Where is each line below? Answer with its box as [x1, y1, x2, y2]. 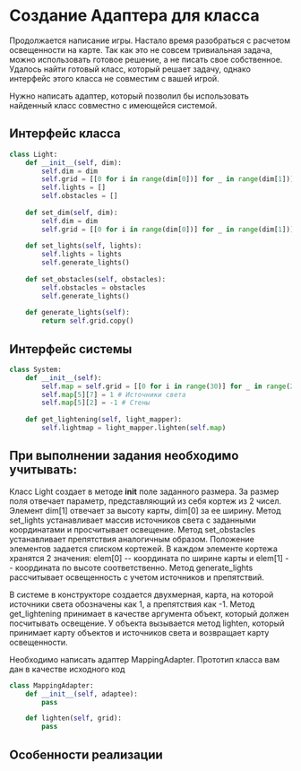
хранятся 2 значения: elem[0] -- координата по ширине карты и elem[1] [9, 552, 284, 563]
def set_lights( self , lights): [25, 241, 142, 251]
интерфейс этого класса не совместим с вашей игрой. [9, 73, 219, 83]
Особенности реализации [9, 747, 163, 762]
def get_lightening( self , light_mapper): [25, 415, 182, 424]
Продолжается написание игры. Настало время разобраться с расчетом [9, 35, 291, 46]
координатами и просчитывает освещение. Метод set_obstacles [9, 524, 256, 534]
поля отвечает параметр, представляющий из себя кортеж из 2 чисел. [9, 495, 282, 507]
